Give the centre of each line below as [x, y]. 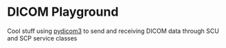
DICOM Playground [63, 12]
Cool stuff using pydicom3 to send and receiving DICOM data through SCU [113, 31]
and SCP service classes [42, 38]
